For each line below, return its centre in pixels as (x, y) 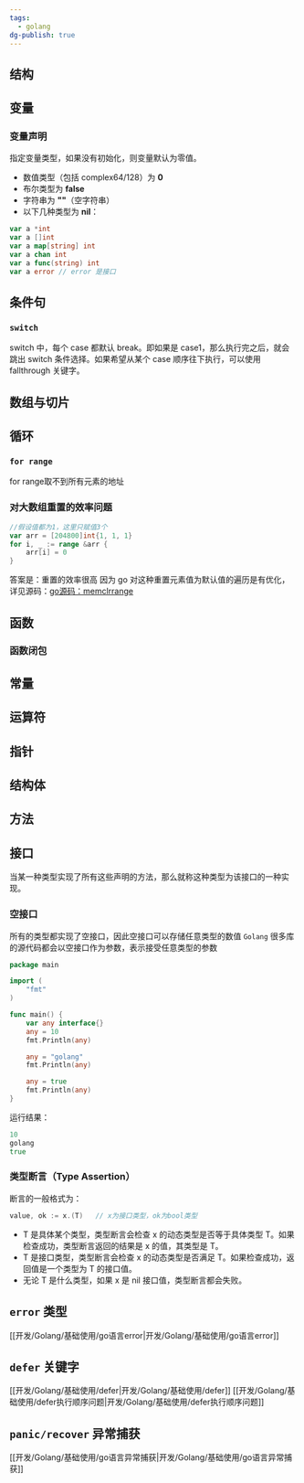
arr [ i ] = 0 (47, 553)
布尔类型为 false (53, 189)
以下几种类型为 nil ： (61, 212)
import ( (26, 981)
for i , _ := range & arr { (58, 544)
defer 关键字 (44, 1366)
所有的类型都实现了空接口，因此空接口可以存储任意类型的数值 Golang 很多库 (152, 936)
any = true (47, 1082)
